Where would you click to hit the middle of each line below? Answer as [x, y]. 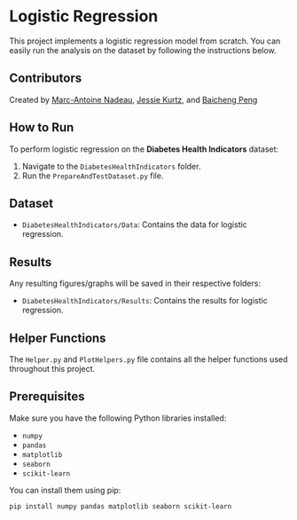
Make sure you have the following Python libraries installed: [118, 418]
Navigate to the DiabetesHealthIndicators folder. [111, 166]
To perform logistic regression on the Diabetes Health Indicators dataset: [144, 149]
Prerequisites [47, 397]
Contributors [46, 79]
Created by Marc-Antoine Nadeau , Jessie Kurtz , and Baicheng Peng [133, 99]
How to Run [42, 127]
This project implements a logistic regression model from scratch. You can [145, 41]
